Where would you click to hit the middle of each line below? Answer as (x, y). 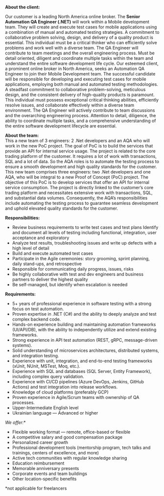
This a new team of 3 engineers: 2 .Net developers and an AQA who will (78, 141)
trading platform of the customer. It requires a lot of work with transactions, (81, 156)
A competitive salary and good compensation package (67, 437)
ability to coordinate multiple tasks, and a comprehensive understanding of (81, 121)
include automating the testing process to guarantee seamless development (82, 203)
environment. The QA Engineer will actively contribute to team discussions (80, 110)
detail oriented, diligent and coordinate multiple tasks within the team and (79, 58)
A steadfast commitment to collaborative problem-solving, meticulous (75, 89)
